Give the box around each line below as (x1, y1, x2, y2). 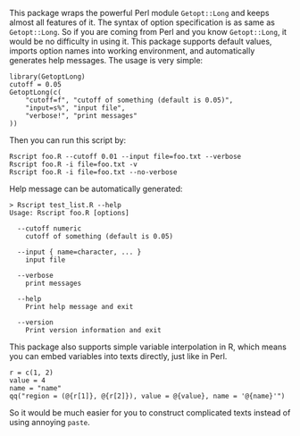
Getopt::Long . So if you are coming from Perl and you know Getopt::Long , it (9, 27, 287, 37)
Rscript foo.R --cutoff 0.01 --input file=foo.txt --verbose (9, 152, 242, 161)
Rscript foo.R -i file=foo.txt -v (9, 160, 138, 169)
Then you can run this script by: (9, 135, 127, 146)
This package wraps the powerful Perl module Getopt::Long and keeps (9, 8, 270, 18)
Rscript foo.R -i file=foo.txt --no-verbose (9, 168, 178, 177)
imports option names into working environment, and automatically (9, 46, 255, 56)
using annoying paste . (9, 417, 91, 427)
